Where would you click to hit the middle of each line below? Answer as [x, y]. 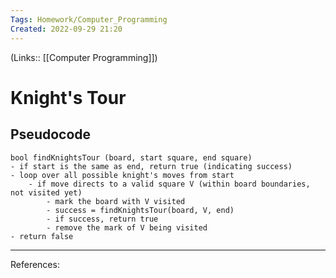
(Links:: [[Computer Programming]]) [84, 57]
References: [35, 264]
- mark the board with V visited [116, 201]
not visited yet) [46, 192]
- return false [42, 236]
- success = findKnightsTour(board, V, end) [140, 210]
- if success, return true [102, 219]
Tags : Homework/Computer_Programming [89, 19]
